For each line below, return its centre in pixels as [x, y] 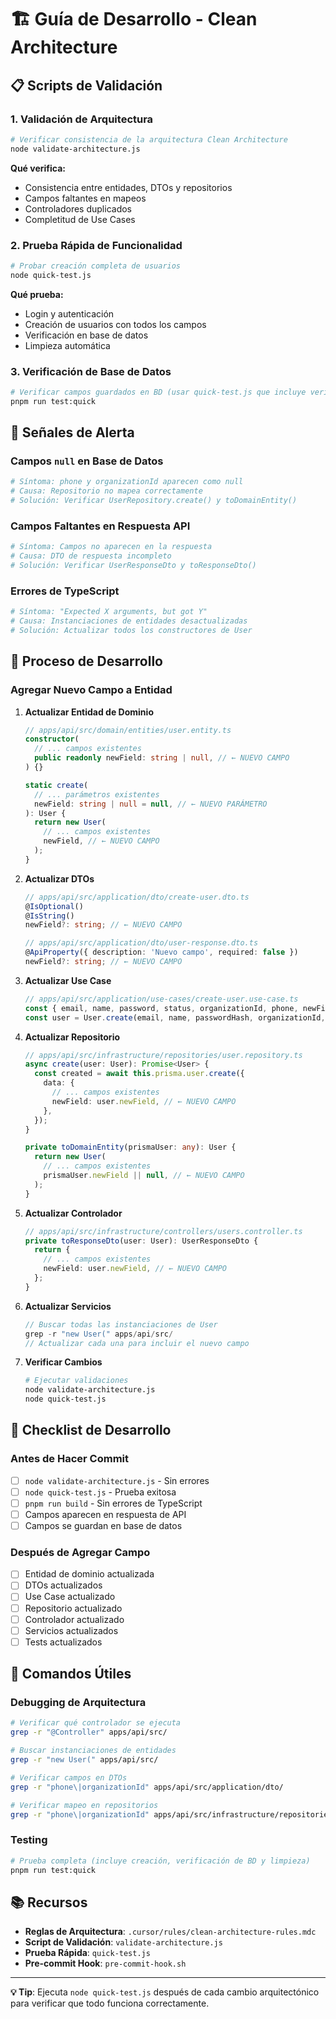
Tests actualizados [63, 1642]
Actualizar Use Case [68, 980]
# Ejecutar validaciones [76, 1381]
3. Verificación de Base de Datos [91, 371]
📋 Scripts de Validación [86, 85]
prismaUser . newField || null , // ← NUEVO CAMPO [144, 1176]
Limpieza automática [67, 345]
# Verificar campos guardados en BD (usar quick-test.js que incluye [158, 392]
